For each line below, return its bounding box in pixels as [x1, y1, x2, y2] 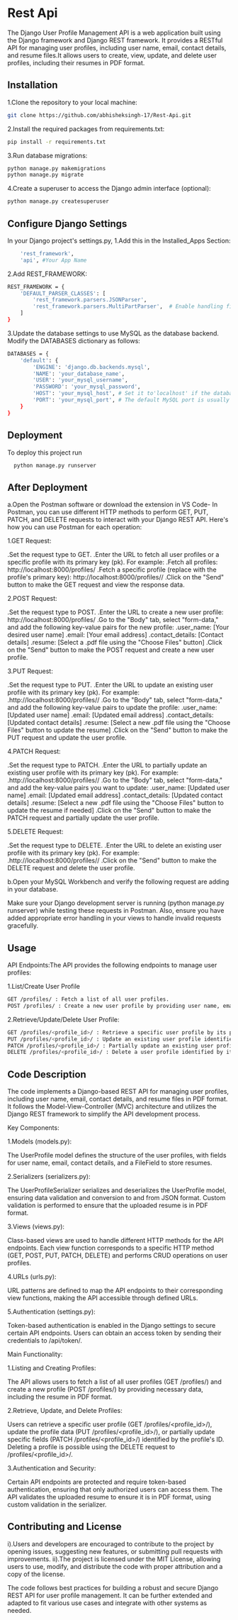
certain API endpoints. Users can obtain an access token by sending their [7, 1328, 222, 1338]
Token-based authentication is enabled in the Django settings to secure [7, 1321, 216, 1330]
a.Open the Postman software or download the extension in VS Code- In [7, 500, 218, 509]
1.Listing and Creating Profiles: [7, 1364, 96, 1372]
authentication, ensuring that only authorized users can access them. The [7, 1485, 223, 1494]
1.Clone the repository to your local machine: [7, 98, 138, 106]
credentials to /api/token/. [7, 1336, 83, 1345]
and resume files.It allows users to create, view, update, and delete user [7, 51, 217, 60]
